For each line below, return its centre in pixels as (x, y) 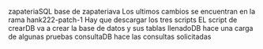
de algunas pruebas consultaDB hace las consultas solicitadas (110, 36)
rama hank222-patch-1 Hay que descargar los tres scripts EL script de (123, 20)
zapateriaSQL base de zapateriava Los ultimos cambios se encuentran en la (132, 11)
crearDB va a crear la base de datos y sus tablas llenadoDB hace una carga (131, 28)
